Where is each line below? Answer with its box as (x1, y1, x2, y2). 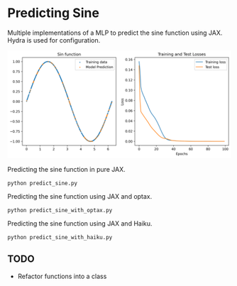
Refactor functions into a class (17, 272, 107, 280)
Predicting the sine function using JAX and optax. (7, 192, 153, 201)
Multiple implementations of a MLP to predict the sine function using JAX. (7, 28, 223, 37)
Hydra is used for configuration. (7, 35, 101, 44)
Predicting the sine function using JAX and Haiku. (7, 219, 153, 228)
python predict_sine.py (7, 180, 78, 187)
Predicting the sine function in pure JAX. (7, 165, 126, 174)
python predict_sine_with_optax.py (7, 207, 113, 214)
